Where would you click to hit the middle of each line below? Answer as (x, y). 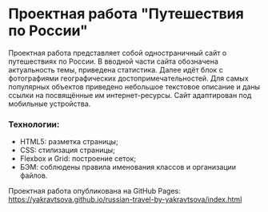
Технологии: (34, 124)
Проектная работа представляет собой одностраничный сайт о (118, 53)
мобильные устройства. (50, 104)
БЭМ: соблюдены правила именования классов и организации (128, 167)
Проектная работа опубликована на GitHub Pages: (95, 191)
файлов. (34, 175)
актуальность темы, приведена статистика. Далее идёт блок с (116, 69)
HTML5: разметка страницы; (69, 142)
